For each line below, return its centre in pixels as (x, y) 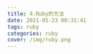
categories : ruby (33, 33)
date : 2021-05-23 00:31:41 (47, 20)
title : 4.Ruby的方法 (36, 14)
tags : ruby (23, 27)
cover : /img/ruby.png (39, 40)
